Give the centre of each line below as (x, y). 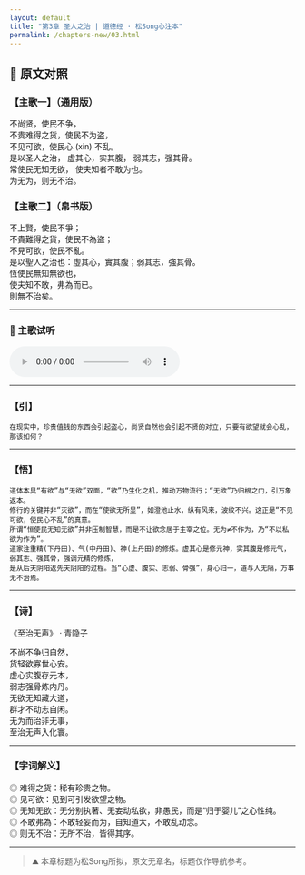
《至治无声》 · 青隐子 (49, 633)
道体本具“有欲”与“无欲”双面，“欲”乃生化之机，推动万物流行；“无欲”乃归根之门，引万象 (151, 491)
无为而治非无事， (41, 720)
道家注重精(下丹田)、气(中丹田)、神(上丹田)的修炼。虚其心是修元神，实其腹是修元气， (150, 549)
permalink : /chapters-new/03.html (75, 35)
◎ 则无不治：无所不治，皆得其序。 (74, 833)
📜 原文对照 (39, 74)
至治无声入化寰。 (41, 732)
